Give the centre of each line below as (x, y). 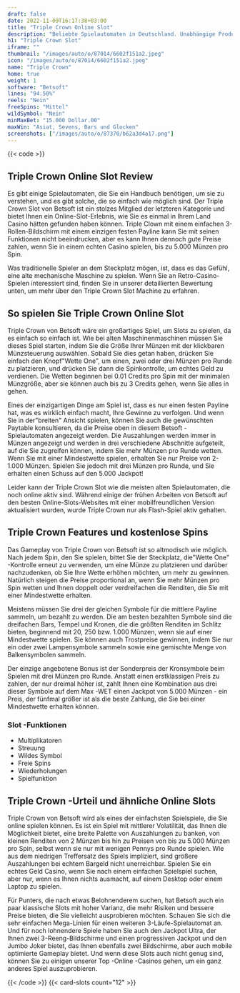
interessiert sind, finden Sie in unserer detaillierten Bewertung (122, 284)
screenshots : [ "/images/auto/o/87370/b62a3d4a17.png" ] (91, 134)
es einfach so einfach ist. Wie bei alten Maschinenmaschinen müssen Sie (115, 338)
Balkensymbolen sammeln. (47, 654)
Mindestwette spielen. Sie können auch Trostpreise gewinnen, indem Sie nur (120, 639)
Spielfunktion (37, 779)
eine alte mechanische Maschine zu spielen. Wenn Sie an (92, 276)
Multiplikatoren (40, 741)
